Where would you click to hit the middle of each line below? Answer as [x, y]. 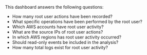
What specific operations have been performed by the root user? [77, 22]
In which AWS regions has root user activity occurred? [67, 37]
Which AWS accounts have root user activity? [58, 27]
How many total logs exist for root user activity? [60, 47]
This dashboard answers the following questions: [54, 7]
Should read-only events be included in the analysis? [65, 42]
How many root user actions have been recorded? [62, 16]
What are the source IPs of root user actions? [57, 32]
